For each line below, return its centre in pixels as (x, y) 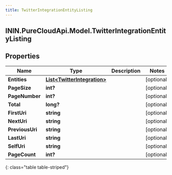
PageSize (20, 88)
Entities (17, 79)
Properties (23, 56)
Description (126, 71)
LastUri (17, 138)
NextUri (17, 121)
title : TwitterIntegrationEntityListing (49, 10)
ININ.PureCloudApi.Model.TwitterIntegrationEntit (86, 31)
